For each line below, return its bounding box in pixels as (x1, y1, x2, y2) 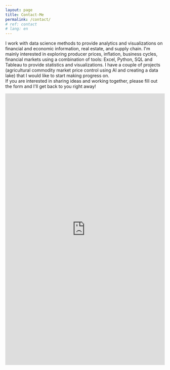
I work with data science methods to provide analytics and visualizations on (5, 40, 163, 46)
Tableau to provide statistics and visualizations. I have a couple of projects (5, 62, 160, 68)
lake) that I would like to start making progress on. (5, 73, 110, 79)
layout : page (5, 7, 33, 13)
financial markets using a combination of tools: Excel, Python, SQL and (5, 56, 153, 62)
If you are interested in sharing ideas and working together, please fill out (5, 78, 158, 84)
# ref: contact (5, 21, 37, 27)
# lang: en (5, 26, 28, 31)
